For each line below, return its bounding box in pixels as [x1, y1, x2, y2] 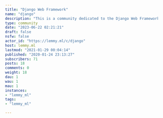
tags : [5, 97, 16, 102]
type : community [5, 20, 38, 26]
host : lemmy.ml [5, 43, 36, 48]
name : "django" [5, 12, 36, 16]
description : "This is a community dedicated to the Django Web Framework [5, 16, 160, 21]
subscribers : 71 [5, 57, 38, 61]
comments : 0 [5, 66, 29, 71]
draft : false [5, 29, 32, 34]
